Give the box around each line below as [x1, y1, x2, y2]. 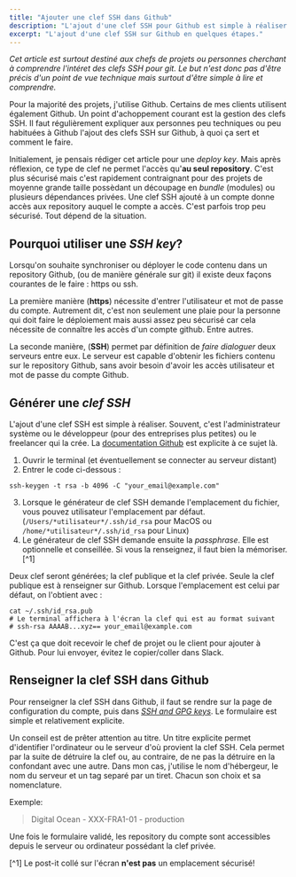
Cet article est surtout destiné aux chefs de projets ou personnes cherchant [9, 54, 286, 65]
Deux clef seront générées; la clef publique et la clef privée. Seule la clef [9, 571, 275, 581]
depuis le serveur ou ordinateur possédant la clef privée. [9, 840, 216, 851]
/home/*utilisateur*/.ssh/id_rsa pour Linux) [21, 525, 190, 536]
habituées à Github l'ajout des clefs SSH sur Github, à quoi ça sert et [9, 128, 260, 138]
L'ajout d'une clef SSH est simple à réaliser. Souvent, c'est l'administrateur [9, 419, 281, 429]
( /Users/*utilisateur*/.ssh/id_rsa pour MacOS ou [21, 516, 213, 526]
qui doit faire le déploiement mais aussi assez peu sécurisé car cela [9, 315, 256, 325]
